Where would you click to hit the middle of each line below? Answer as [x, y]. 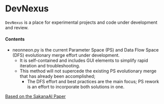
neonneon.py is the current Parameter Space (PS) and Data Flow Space [85, 50]
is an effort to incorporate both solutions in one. [76, 87]
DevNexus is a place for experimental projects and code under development [81, 22]
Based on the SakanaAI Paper [35, 97]
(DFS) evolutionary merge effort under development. [66, 55]
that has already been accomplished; [57, 76]
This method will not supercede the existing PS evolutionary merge [88, 71]
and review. [17, 27]
